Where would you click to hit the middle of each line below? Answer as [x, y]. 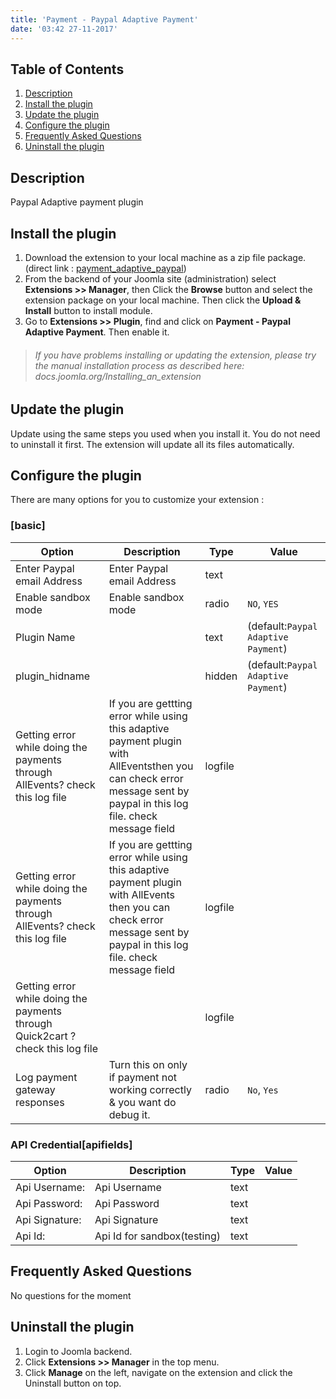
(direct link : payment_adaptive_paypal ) [105, 268]
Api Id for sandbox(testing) [157, 1236]
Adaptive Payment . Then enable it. [97, 332]
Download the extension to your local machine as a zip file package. [165, 257]
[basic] [28, 526]
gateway [35, 1089]
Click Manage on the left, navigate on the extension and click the [158, 1372]
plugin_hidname [53, 676]
